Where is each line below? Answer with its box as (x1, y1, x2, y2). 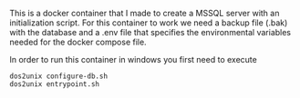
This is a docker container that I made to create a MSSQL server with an (9, 8, 280, 18)
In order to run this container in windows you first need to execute (9, 54, 257, 64)
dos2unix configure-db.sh (9, 72, 108, 81)
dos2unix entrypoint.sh (9, 80, 100, 89)
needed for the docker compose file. (9, 36, 148, 47)
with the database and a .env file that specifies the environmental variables (9, 27, 292, 37)
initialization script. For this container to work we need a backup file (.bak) (9, 17, 288, 28)
